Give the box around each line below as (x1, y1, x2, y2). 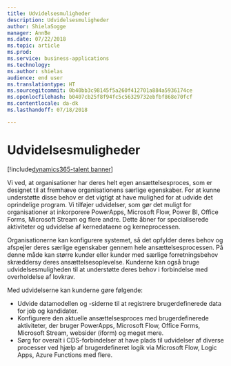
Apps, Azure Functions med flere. (17, 350, 112, 359)
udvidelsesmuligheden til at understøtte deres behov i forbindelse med (7, 265, 208, 273)
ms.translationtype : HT (7, 81, 76, 88)
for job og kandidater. (17, 307, 79, 315)
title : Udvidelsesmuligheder (7, 10, 91, 17)
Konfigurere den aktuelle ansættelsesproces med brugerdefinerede (17, 314, 209, 322)
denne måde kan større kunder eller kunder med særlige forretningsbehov (7, 250, 219, 259)
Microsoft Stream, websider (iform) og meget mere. (17, 329, 164, 337)
